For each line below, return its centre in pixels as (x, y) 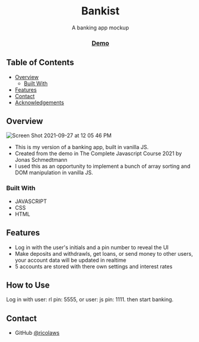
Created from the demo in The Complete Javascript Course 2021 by (98, 153)
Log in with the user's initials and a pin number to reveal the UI (92, 247)
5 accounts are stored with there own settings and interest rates (94, 266)
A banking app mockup (100, 28)
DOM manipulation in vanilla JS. (54, 172)
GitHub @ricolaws (37, 333)
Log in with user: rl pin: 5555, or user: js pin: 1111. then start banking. (90, 299)
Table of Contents (40, 63)
